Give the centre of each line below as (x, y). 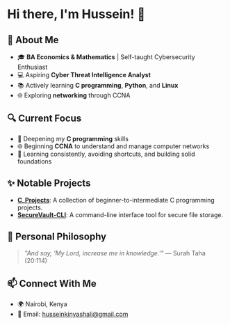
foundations (34, 161)
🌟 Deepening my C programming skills (73, 138)
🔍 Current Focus (44, 119)
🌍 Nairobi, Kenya (42, 304)
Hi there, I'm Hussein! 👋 (76, 14)
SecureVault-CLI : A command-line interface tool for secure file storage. (120, 214)
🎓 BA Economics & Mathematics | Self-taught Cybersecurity (106, 57)
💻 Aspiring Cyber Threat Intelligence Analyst (84, 75)
